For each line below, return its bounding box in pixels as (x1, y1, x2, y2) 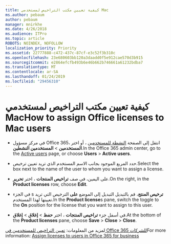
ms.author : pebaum (5, 12, 45, 17)
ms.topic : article (5, 36, 45, 41)
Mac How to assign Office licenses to (5, 112, 164, 123)
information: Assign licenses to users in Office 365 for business (5, 232, 139, 238)
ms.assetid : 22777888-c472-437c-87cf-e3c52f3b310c (5, 50, 116, 55)
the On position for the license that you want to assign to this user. (12, 202, 153, 208)
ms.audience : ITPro (5, 31, 47, 36)
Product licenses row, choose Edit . (12, 181, 88, 187)
